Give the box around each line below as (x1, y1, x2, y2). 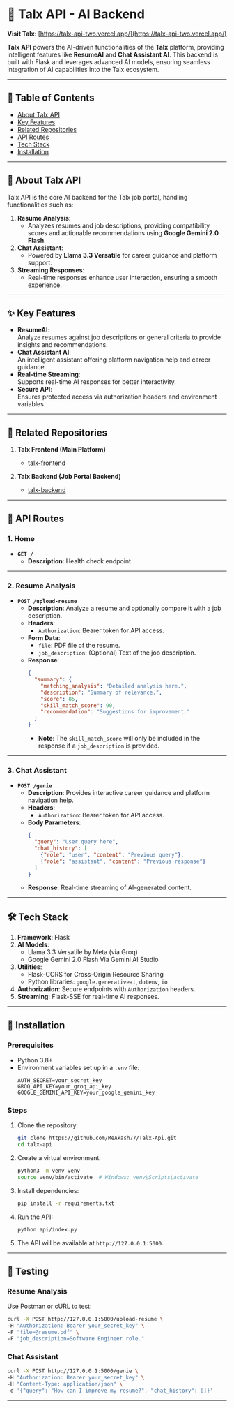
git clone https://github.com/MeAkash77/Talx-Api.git (17, 1134, 177, 1142)
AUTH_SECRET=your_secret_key (17, 1076, 102, 1084)
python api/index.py (17, 1226, 77, 1233)
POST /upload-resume (17, 598, 77, 605)
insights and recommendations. (17, 341, 108, 349)
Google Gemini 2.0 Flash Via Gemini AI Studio (27, 956, 159, 964)
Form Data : (27, 634, 61, 642)
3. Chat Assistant (7, 765, 68, 775)
